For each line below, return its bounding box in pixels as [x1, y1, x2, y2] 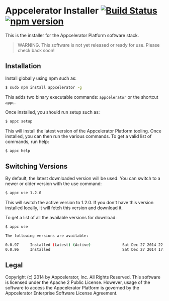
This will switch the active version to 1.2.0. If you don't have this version [5, 200, 154, 206]
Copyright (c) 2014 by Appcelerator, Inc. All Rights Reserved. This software [5, 274, 161, 280]
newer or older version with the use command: [5, 181, 102, 187]
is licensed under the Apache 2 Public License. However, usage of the [5, 279, 150, 285]
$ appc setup [5, 118, 33, 124]
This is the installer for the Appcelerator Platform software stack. [5, 32, 139, 38]
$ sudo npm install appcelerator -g [5, 85, 82, 90]
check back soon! [17, 47, 55, 53]
